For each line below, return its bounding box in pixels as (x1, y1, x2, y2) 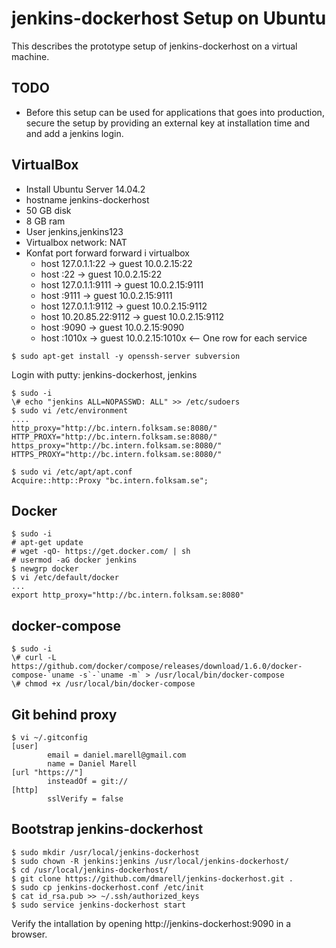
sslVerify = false (47, 794, 124, 804)
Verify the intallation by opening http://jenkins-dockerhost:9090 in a (11, 917, 292, 929)
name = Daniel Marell (47, 759, 138, 769)
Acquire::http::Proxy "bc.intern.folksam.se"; (11, 475, 209, 486)
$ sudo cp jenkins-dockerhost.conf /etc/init (11, 882, 204, 892)
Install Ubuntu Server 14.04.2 (25, 183, 146, 195)
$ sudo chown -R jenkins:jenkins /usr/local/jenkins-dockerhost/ (11, 856, 289, 866)
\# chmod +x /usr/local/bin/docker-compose (11, 679, 196, 689)
